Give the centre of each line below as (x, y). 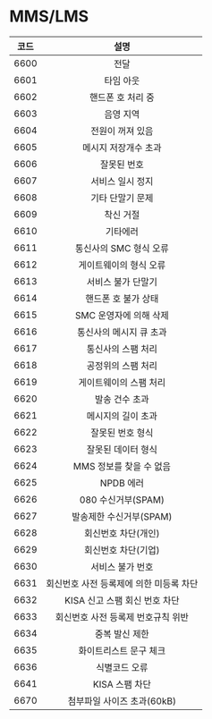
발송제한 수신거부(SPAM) (122, 516)
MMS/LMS (49, 17)
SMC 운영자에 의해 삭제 (122, 315)
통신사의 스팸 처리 (122, 349)
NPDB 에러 (122, 483)
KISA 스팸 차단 (122, 684)
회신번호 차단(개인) (122, 533)
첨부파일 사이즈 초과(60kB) (122, 701)
